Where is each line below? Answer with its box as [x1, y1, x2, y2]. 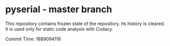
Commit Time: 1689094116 [5, 36, 61, 42]
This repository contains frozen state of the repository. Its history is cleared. [5, 20, 165, 27]
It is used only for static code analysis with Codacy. [5, 26, 113, 32]
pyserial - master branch [5, 4, 112, 15]
